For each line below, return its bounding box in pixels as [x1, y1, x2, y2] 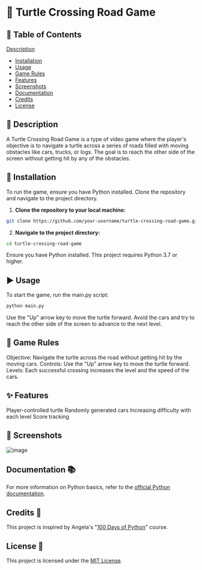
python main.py [6, 303, 44, 309]
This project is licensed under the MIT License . [6, 557, 123, 564]
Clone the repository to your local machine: [14, 206, 126, 214]
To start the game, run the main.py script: [6, 291, 109, 299]
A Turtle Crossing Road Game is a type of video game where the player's [6, 135, 187, 142]
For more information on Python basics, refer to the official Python [6, 484, 170, 491]
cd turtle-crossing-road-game [6, 241, 82, 247]
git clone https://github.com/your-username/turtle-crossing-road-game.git [6, 218, 200, 224]
